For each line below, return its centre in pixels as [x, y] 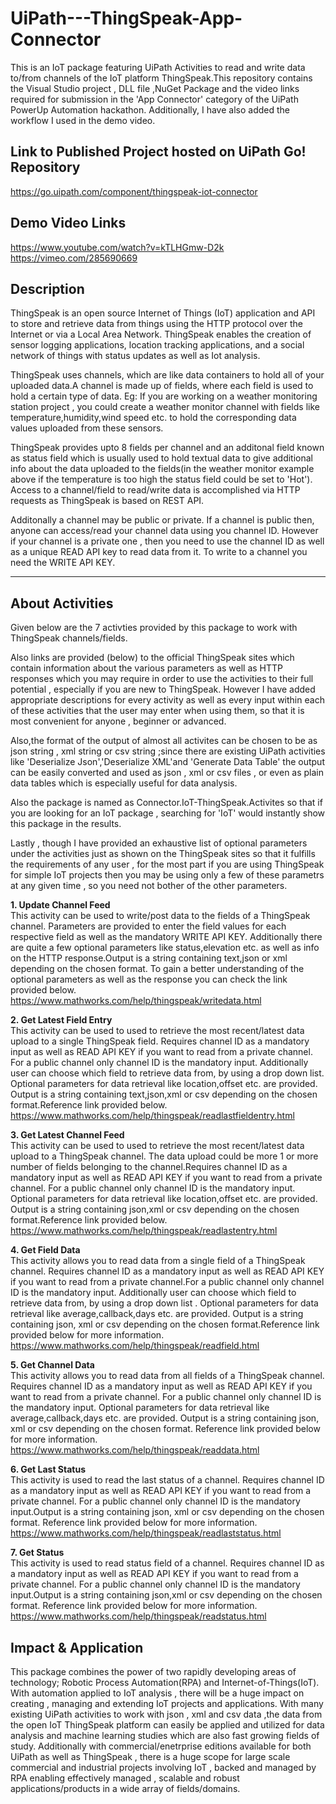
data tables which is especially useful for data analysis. [124, 783]
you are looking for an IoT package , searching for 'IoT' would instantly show [168, 813]
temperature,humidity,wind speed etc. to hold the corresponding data [153, 418]
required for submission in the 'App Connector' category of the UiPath [154, 99]
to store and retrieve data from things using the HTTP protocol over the [156, 324]
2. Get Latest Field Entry [61, 1020]
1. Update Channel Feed [60, 905]
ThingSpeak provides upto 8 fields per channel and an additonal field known [167, 448]
